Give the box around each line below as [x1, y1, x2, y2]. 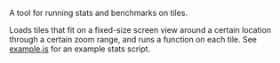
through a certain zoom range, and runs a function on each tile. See [9, 35, 258, 44]
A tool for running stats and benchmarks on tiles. [9, 8, 188, 18]
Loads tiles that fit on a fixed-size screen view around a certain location [9, 25, 272, 35]
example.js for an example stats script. [9, 43, 151, 54]
